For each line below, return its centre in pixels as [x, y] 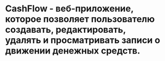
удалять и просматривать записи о [83, 40]
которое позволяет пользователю [80, 19]
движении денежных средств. [73, 51]
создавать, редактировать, [65, 30]
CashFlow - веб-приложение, [69, 9]
